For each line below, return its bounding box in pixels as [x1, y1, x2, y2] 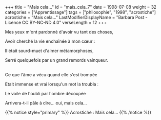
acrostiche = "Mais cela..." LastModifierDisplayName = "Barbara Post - [5, 15, 148, 20]
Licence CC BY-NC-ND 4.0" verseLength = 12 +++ [5, 19, 107, 25]
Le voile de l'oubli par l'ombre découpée [5, 91, 86, 96]
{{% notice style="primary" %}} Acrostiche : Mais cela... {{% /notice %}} [5, 109, 152, 115]
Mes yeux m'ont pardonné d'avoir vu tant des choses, [5, 29, 114, 34]
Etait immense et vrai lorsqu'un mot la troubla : [5, 81, 99, 87]
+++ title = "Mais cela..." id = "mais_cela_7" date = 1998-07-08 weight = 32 [5, 4, 157, 10]
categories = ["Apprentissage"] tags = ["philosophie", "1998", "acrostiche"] [5, 9, 156, 15]
